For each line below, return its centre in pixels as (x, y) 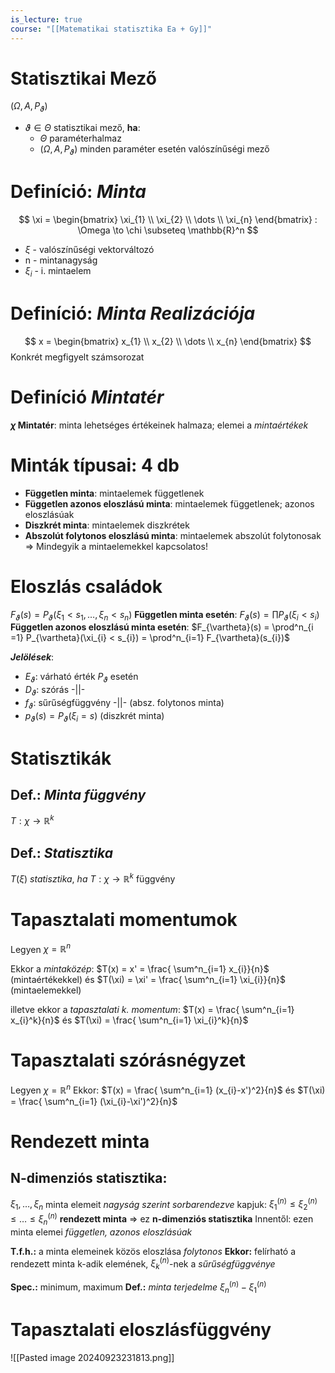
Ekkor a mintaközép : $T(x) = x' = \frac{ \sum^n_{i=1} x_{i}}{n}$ (140, 969)
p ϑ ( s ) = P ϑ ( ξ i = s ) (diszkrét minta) (94, 716)
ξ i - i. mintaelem (58, 271)
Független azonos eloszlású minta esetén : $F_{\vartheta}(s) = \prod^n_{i (162, 627)
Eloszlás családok (86, 586)
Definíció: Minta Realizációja (133, 313)
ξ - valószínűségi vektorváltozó (89, 249)
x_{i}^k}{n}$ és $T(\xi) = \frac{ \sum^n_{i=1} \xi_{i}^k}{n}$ (129, 1020)
